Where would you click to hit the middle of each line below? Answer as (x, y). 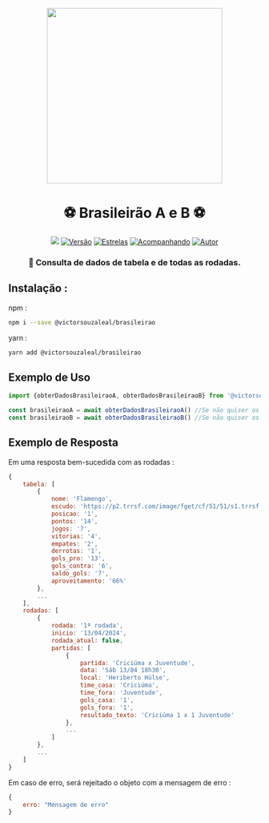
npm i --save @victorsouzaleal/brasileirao (82, 322)
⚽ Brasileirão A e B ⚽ (134, 213)
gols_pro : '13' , (78, 559)
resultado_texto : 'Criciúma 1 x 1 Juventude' (157, 715)
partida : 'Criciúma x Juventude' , (137, 663)
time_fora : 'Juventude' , (121, 693)
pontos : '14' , (74, 521)
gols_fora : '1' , (107, 708)
